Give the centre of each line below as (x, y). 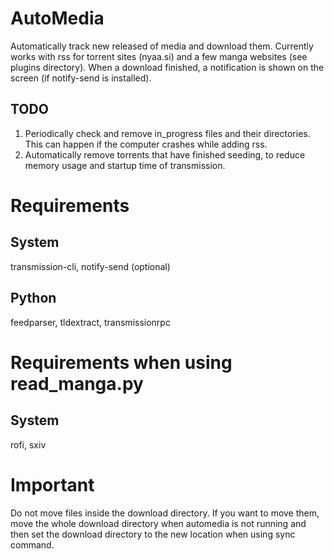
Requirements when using (121, 362)
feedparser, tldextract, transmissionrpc (90, 322)
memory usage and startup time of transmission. (125, 165)
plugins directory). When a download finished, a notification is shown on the (167, 67)
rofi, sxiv (28, 444)
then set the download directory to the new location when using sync (153, 534)
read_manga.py (77, 383)
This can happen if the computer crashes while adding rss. (146, 144)
